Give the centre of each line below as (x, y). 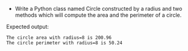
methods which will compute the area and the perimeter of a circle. (98, 15)
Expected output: (28, 27)
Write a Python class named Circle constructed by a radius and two (99, 9)
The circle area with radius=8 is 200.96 (59, 38)
